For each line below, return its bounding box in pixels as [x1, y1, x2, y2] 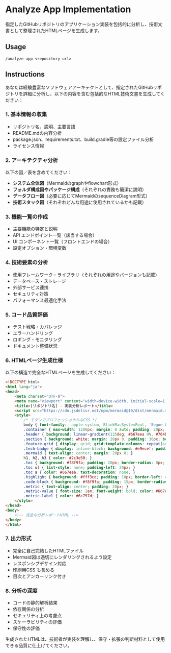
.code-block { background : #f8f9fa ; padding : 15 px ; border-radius [23, 479, 167, 485]
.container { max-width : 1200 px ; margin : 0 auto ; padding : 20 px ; [23, 427, 165, 432]
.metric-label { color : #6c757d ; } [23, 494, 99, 499]
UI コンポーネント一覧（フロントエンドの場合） [12, 238, 112, 245]
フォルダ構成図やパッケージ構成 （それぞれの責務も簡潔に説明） [12, 186, 147, 192]
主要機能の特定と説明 [12, 226, 58, 232]
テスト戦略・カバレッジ [12, 324, 62, 330]
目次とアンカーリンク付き [12, 573, 67, 579]
